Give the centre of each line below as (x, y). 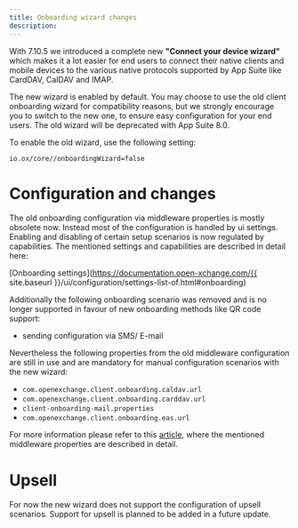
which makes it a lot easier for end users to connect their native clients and (147, 60)
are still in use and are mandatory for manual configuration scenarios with (145, 363)
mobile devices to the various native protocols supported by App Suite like (145, 70)
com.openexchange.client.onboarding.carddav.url (114, 400)
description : (33, 26)
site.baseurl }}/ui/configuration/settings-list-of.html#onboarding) (128, 283)
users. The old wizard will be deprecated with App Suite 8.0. (120, 124)
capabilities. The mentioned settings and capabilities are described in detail (148, 246)
